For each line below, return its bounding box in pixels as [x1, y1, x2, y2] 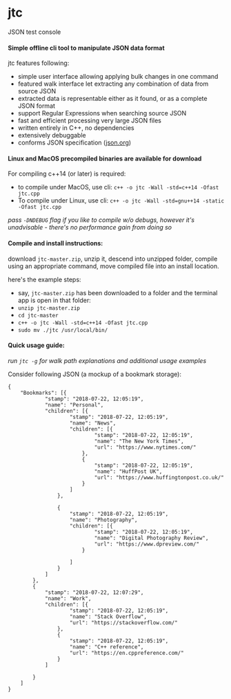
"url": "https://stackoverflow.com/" [69, 619, 178, 626]
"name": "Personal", [44, 401, 104, 409]
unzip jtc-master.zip [17, 304, 80, 312]
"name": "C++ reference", [69, 643, 144, 651]
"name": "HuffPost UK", [94, 468, 163, 475]
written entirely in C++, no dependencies [17, 124, 134, 132]
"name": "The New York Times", [94, 438, 185, 445]
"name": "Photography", [69, 516, 138, 523]
